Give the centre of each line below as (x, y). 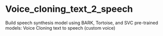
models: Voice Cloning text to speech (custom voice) (60, 28)
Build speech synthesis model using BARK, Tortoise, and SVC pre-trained (82, 23)
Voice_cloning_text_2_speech (69, 9)
